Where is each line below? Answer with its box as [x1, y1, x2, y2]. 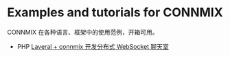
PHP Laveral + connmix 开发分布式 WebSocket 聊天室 [16, 42, 170, 50]
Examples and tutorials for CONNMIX [7, 5, 223, 20]
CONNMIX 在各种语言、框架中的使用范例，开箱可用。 [7, 28, 159, 36]
